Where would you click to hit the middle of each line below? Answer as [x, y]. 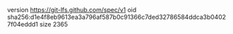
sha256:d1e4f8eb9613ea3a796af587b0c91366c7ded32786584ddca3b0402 [116, 17]
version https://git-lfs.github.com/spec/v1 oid [72, 10]
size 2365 [54, 24]
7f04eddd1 [23, 24]
